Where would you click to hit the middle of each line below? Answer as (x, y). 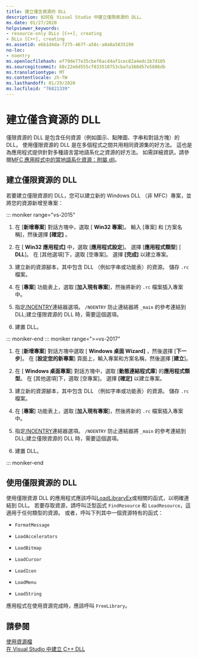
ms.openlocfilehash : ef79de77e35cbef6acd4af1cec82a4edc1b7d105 (86, 61)
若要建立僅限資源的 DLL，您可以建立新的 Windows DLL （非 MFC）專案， (96, 195)
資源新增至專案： (42, 203)
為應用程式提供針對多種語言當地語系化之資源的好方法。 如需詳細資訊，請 (95, 152)
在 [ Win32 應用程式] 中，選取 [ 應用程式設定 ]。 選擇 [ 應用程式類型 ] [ (98, 247)
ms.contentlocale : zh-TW (37, 78)
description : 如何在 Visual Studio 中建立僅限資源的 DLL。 (75, 17)
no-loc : (16, 50)
